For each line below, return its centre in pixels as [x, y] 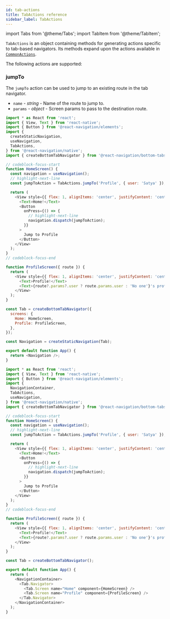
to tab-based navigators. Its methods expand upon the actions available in [83, 49]
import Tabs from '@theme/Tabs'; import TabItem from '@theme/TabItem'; [83, 34]
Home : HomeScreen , [34, 319]
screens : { [22, 314]
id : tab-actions [23, 10]
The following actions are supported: [44, 64]
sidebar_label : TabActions [34, 19]
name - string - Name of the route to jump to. [59, 103]
